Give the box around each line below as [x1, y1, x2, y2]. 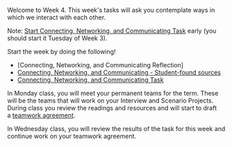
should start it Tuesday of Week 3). [7, 34, 108, 42]
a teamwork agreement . [7, 111, 76, 119]
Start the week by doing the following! [7, 48, 116, 55]
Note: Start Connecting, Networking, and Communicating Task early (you [7, 27, 217, 35]
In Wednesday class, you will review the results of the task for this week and [7, 125, 226, 132]
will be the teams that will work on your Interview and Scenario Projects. [7, 96, 214, 105]
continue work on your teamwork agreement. [7, 132, 137, 140]
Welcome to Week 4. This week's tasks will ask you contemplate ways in [7, 6, 215, 14]
